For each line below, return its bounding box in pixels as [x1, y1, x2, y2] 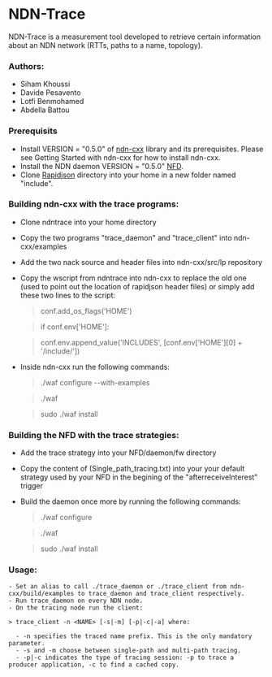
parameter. [8, 640, 45, 648]
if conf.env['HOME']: [40, 322, 110, 332]
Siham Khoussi [19, 79, 71, 89]
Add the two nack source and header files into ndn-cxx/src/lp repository [19, 257, 262, 267]
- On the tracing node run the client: [8, 604, 144, 612]
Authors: [8, 60, 45, 72]
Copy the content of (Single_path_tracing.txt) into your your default [19, 464, 245, 474]
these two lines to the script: [19, 290, 116, 300]
